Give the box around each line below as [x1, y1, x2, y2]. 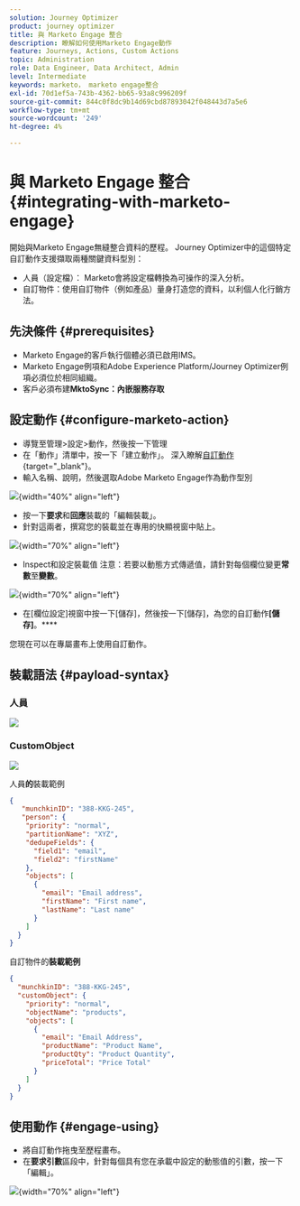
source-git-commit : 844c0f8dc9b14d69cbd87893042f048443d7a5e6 [9, 97, 248, 107]
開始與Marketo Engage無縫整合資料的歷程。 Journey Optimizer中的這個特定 [9, 241, 292, 253]
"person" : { [21, 813, 67, 822]
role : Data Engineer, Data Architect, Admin [9, 64, 179, 73]
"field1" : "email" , [32, 846, 106, 856]
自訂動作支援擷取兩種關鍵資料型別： [9, 253, 144, 264]
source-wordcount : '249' [9, 114, 103, 123]
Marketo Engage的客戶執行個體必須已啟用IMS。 [22, 349, 201, 360]
